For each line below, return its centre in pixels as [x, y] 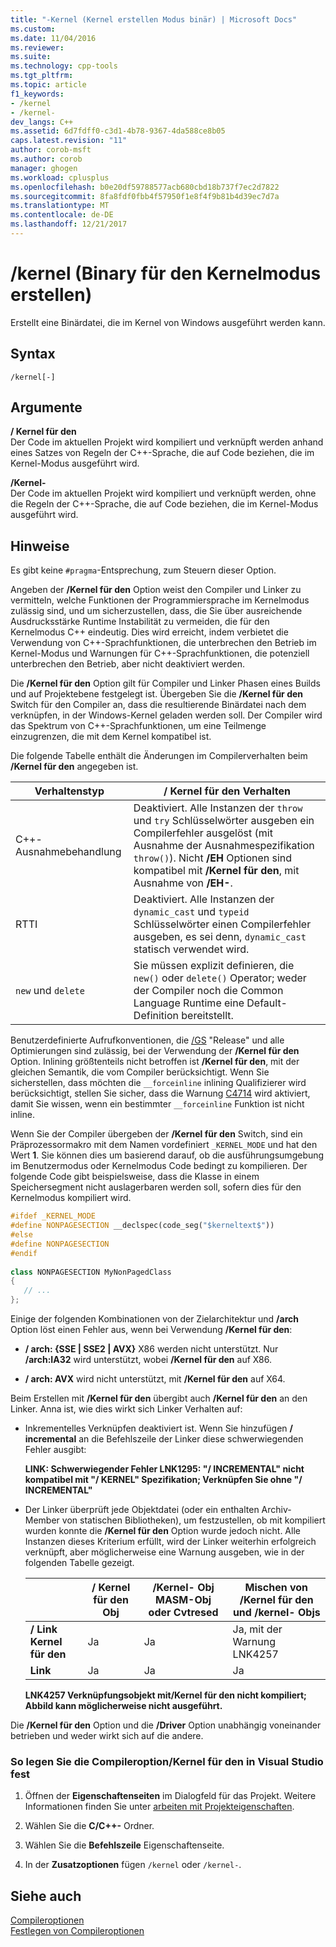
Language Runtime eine [189, 1003]
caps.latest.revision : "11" [69, 141]
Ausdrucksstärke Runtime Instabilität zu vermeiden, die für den [140, 622]
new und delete [50, 991]
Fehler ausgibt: [55, 1449]
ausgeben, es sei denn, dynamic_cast [220, 937]
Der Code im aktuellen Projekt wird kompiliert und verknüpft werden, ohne [163, 493]
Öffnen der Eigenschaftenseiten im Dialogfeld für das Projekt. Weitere [170, 1796]
